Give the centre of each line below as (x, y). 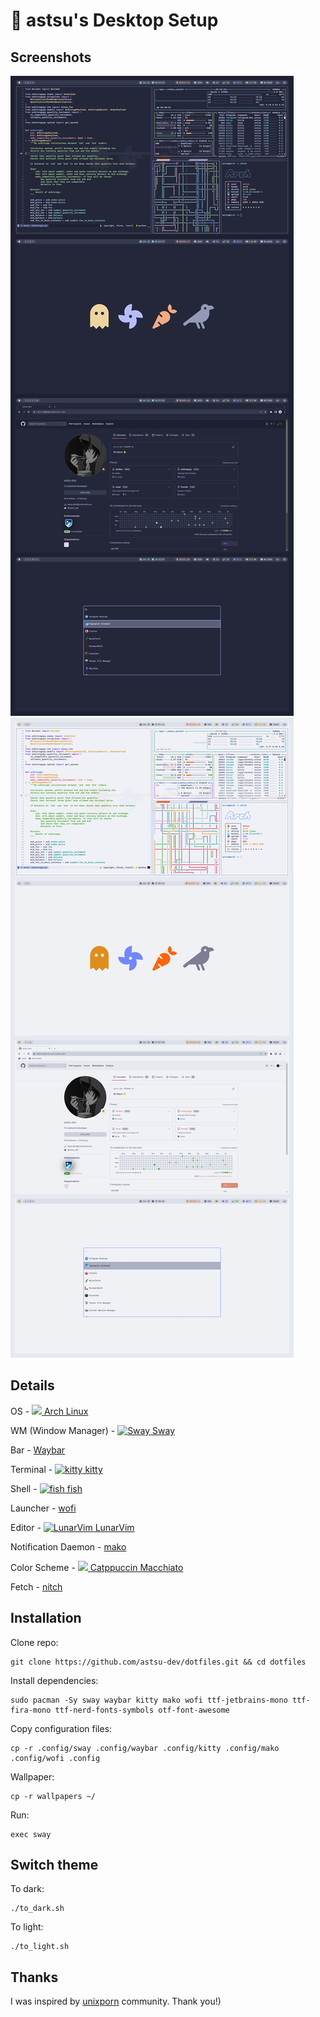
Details (32, 1385)
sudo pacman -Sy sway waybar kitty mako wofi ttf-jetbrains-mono (149, 1700)
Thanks (34, 1977)
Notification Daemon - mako (68, 1546)
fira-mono (31, 1710)
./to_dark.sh (37, 1909)
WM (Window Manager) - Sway (93, 1430)
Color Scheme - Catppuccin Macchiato (97, 1567)
